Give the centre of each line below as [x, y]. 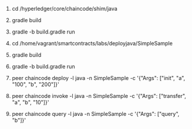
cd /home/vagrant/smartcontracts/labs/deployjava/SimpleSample [92, 43]
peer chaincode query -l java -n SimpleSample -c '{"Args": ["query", [96, 114]
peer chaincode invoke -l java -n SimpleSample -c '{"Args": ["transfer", [99, 96]
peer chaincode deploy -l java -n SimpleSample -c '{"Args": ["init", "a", [98, 78]
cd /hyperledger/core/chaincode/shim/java [64, 9]
